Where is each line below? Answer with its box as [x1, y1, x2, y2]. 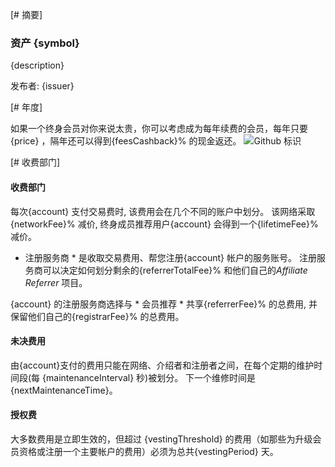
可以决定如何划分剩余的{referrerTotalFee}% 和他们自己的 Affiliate [42, 264, 308, 276]
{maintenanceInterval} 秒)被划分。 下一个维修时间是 [42, 371, 257, 383]
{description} [10, 59, 65, 72]
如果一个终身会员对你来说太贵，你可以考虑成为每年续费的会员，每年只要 [10, 123, 308, 135]
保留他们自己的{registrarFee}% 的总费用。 [10, 310, 185, 322]
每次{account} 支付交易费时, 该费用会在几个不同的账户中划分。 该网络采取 [10, 205, 316, 217]
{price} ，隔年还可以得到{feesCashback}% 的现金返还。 [10, 135, 242, 147]
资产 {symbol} [10, 36, 80, 50]
